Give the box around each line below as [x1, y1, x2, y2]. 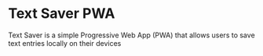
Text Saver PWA [8, 5, 115, 23]
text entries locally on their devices [8, 38, 122, 47]
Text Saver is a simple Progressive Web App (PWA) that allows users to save [8, 30, 255, 40]
